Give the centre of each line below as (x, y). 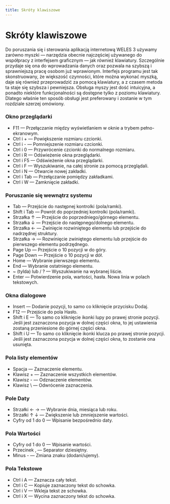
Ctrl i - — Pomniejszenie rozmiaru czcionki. (58, 144)
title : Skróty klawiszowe (33, 10)
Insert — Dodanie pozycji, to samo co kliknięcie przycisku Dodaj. (80, 307)
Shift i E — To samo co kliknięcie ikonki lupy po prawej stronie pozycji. (86, 317)
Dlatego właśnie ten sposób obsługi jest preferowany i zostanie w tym (78, 98)
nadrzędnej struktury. (35, 234)
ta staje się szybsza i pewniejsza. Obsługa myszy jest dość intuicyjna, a (80, 87)
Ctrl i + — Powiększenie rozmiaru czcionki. (58, 139)
